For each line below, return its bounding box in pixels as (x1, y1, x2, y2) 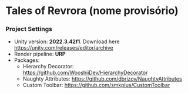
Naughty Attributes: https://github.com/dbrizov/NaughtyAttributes (22, 75, 183, 82)
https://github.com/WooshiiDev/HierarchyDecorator (22, 69, 148, 76)
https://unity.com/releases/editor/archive (14, 44, 113, 51)
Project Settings (5, 25, 52, 33)
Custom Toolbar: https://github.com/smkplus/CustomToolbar (22, 82, 170, 89)
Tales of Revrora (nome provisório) (5, 4, 179, 18)
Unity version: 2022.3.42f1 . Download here (14, 38, 120, 45)
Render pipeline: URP (14, 51, 66, 58)
